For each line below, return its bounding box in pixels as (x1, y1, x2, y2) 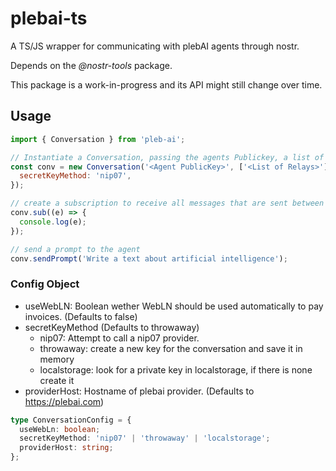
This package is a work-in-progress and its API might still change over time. (10, 78, 323, 91)
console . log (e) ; (19, 217, 87, 227)
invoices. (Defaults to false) (24, 310, 138, 322)
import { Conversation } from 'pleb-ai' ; (10, 134, 186, 144)
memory (39, 353, 75, 365)
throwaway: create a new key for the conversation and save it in (39, 342, 303, 354)
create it (39, 374, 75, 386)
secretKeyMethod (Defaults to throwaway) (24, 321, 200, 333)
